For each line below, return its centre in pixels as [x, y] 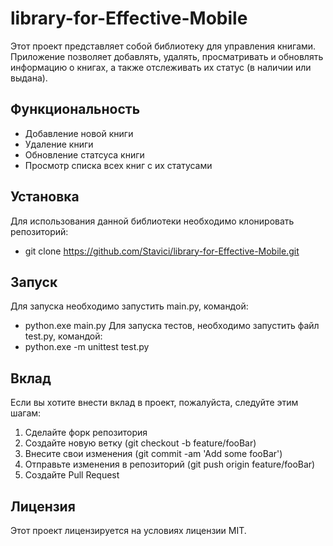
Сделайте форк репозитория [86, 433]
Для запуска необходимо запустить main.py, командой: [129, 306]
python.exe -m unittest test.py [87, 347]
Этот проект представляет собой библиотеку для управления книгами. [163, 46]
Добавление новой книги [79, 133]
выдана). [29, 78]
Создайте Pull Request [72, 475]
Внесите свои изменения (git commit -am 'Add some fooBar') [153, 454]
